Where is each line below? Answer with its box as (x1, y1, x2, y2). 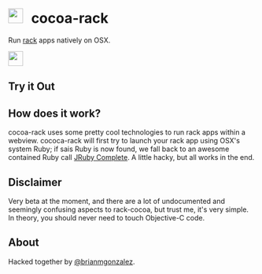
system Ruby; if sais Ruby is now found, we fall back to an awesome (8, 144, 230, 154)
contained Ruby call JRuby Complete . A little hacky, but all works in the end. (8, 153, 255, 162)
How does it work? (8, 106, 101, 120)
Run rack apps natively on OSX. (8, 35, 111, 45)
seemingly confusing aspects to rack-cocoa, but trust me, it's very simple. (8, 205, 249, 214)
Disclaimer (8, 176, 62, 189)
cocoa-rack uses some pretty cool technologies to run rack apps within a (8, 128, 245, 137)
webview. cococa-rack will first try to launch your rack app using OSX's (8, 136, 240, 146)
